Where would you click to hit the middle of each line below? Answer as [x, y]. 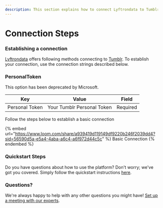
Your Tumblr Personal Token [80, 107]
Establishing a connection [36, 48]
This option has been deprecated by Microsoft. [52, 87]
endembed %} [19, 144]
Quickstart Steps [25, 157]
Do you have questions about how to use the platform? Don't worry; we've [79, 167]
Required [127, 107]
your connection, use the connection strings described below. [67, 64]
